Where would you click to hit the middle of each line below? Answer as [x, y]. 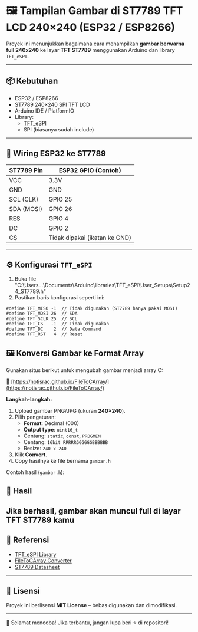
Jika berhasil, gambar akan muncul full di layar [93, 511]
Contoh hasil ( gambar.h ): [35, 472]
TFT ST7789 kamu [40, 520]
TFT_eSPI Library [35, 554]
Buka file [25, 279]
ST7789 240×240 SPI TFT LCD [52, 104]
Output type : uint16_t [51, 430]
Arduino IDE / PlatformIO [44, 111]
